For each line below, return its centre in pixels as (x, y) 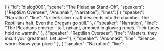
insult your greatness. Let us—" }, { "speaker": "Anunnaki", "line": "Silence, (81, 38)
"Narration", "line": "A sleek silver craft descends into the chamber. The (77, 17)
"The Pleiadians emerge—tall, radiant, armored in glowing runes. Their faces (82, 28)
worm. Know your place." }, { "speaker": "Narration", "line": (65, 43)
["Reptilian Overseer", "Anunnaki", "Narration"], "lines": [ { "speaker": (75, 12)
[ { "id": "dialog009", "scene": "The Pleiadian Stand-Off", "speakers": (75, 7)
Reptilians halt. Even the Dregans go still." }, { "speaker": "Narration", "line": (81, 23)
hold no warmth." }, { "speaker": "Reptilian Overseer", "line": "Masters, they (81, 33)
